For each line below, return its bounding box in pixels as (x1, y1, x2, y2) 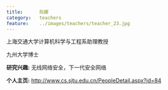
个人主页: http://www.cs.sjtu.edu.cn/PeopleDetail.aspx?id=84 (6, 77, 161, 84)
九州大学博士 (6, 51, 39, 58)
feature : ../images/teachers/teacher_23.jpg (6, 20, 131, 26)
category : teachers (6, 15, 62, 21)
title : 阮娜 (6, 9, 49, 15)
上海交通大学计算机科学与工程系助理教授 (6, 38, 109, 45)
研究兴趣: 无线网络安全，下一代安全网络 (6, 64, 107, 71)
